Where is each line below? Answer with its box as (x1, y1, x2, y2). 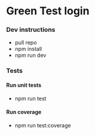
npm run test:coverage (14, 121, 71, 129)
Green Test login (6, 4, 90, 18)
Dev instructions (6, 26, 56, 34)
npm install (14, 45, 42, 53)
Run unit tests (6, 82, 42, 88)
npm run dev (14, 52, 47, 59)
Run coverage (6, 109, 42, 116)
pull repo (14, 39, 37, 46)
